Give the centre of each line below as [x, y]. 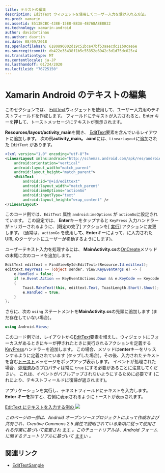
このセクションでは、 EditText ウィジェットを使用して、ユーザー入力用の [78, 109]
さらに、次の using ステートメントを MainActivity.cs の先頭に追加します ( [79, 312]
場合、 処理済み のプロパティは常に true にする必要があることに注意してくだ [82, 368]
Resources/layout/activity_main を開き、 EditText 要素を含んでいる [73, 132]
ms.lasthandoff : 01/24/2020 [34, 64]
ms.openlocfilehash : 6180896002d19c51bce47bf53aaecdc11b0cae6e [71, 46]
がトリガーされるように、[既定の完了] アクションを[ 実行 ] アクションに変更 [81, 226]
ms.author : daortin [25, 37]
